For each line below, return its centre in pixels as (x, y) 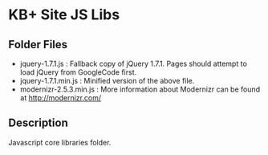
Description (38, 123)
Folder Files (38, 45)
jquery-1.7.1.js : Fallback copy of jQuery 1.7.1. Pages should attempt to (133, 63)
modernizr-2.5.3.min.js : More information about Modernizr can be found (140, 89)
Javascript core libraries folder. (60, 142)
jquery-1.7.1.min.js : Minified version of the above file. (107, 81)
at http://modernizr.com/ (61, 98)
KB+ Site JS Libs (64, 15)
